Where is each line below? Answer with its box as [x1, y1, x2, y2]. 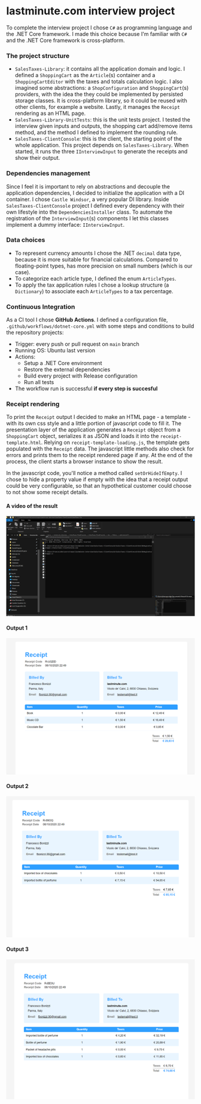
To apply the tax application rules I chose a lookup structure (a [14, 281, 169, 288]
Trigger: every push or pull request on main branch [14, 340, 139, 348]
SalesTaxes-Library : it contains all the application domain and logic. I [14, 65, 185, 72]
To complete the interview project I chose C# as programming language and [6, 24, 193, 31]
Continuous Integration [6, 302, 75, 311]
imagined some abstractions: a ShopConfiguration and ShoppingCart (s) [14, 84, 189, 92]
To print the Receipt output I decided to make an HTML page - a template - [6, 413, 191, 421]
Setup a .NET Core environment [23, 360, 103, 367]
